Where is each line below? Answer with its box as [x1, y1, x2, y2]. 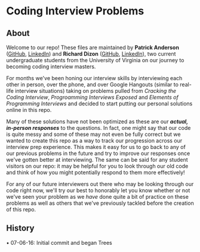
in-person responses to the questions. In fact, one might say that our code [6, 125, 191, 131]
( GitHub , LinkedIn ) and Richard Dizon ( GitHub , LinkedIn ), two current [6, 50, 176, 57]
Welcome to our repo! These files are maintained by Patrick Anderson [6, 44, 179, 51]
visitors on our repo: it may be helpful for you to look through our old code [6, 163, 189, 169]
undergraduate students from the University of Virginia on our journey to [6, 57, 184, 63]
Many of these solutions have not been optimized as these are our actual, [6, 118, 188, 125]
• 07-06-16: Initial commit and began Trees [6, 239, 112, 246]
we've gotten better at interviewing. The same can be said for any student [6, 156, 188, 163]
